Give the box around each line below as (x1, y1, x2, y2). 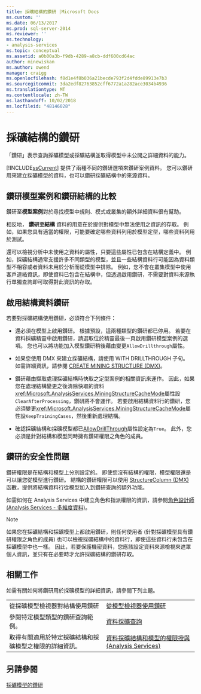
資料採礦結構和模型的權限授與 (106, 634, 190, 642)
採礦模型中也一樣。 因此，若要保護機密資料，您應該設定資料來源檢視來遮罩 (6, 543, 191, 550)
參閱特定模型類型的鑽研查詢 (9, 613, 88, 621)
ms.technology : (6, 36, 44, 42)
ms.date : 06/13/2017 (6, 20, 58, 26)
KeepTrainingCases (25, 414, 72, 420)
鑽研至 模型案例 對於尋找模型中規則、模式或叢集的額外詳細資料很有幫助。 (6, 208, 184, 215)
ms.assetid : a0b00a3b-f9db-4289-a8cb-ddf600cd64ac (6, 53, 135, 59)
